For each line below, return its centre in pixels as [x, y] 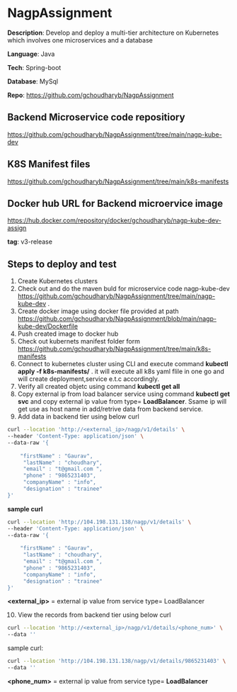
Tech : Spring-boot [34, 67]
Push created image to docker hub [68, 334]
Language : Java [31, 54]
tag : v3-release [30, 242]
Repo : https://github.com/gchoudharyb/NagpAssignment [91, 95]
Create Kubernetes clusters [57, 281]
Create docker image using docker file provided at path [98, 311]
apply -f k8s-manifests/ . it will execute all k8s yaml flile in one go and [121, 371]
